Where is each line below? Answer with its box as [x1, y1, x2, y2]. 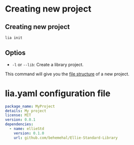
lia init [5, 35, 23, 40]
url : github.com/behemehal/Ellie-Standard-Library [14, 135, 118, 140]
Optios [5, 49, 26, 57]
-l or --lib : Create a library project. [12, 61, 84, 67]
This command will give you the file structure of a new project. [5, 71, 130, 77]
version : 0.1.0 [14, 130, 45, 136]
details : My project [5, 108, 47, 113]
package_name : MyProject [5, 104, 55, 109]
